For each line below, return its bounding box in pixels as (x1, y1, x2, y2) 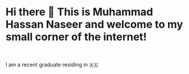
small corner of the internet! (5, 31, 147, 43)
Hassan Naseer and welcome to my (5, 18, 184, 31)
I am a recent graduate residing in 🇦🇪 (5, 61, 99, 68)
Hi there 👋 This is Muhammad (5, 5, 153, 19)
